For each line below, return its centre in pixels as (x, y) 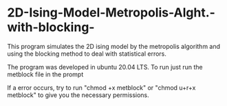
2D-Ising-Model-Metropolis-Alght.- (111, 13)
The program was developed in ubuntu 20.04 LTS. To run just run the (105, 67)
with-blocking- (51, 27)
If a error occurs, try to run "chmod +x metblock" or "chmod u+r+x (101, 87)
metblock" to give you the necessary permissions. (78, 95)
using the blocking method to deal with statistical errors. (87, 54)
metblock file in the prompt (45, 74)
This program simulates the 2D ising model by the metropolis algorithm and (114, 46)
